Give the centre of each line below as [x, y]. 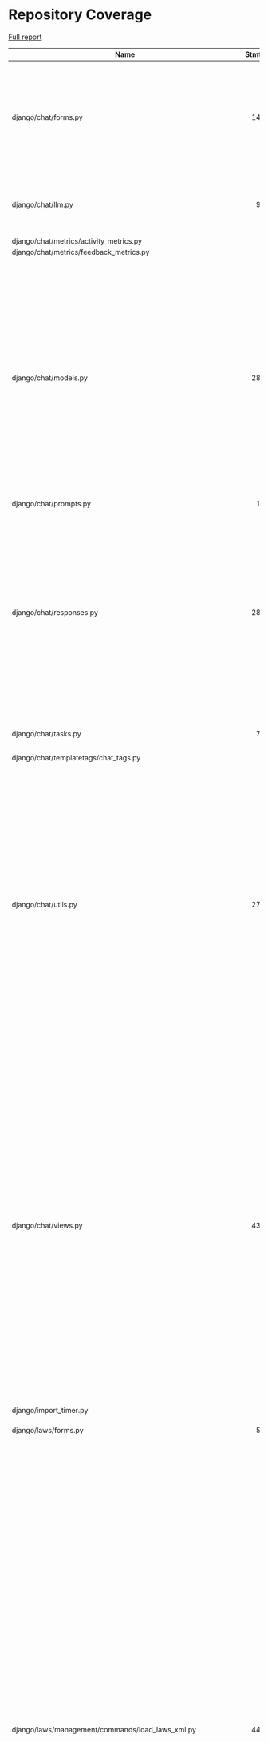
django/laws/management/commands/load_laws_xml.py [104, 1729]
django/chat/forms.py [47, 117]
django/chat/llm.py [42, 204]
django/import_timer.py [50, 1411]
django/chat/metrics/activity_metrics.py [77, 241]
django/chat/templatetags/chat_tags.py [76, 757]
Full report [25, 37]
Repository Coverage [80, 15]
